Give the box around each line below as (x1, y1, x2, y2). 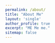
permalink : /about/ (5, 7, 46, 12)
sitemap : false (5, 30, 37, 35)
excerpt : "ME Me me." (5, 26, 50, 31)
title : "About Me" (5, 12, 43, 17)
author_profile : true (5, 21, 50, 26)
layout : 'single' (5, 16, 41, 21)
